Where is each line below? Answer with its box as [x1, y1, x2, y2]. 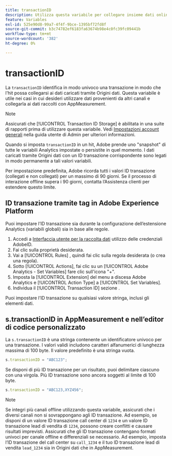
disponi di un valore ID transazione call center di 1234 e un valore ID [5, 418, 148, 424]
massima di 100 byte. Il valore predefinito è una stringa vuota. [5, 347, 135, 354]
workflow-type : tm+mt [5, 31, 52, 36]
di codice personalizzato [5, 323, 86, 331]
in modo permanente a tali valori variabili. [5, 157, 93, 164]
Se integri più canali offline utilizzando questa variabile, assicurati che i [5, 407, 155, 413]
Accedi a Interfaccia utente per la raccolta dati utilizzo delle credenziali [12, 236, 163, 242]
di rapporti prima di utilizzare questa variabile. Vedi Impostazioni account [5, 126, 159, 132]
